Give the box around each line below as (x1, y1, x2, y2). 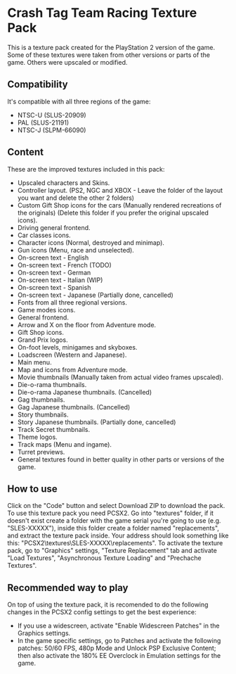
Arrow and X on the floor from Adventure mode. (17, 320, 157, 329)
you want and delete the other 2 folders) (17, 193, 135, 202)
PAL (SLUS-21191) (17, 118, 70, 127)
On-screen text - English (17, 253, 89, 262)
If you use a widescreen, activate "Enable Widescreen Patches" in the (17, 621, 220, 630)
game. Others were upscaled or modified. (7, 58, 128, 66)
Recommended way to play (7, 582, 129, 594)
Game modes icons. (17, 305, 76, 314)
